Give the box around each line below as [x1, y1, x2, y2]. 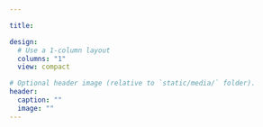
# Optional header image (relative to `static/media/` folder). [9, 78, 256, 88]
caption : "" [17, 95, 63, 104]
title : [9, 21, 34, 30]
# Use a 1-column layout [17, 46, 111, 55]
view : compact [17, 62, 70, 72]
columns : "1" [17, 54, 67, 63]
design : [9, 37, 39, 46]
